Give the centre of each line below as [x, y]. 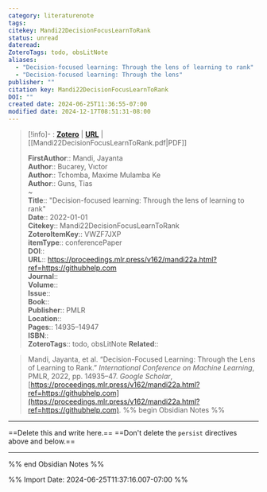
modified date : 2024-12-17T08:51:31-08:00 [79, 112]
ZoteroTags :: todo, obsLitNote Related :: [93, 344]
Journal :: [43, 276]
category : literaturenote [51, 15]
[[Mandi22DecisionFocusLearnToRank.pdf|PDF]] [107, 143]
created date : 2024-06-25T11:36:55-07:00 [78, 104]
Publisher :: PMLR [56, 310]
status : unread [33, 38]
